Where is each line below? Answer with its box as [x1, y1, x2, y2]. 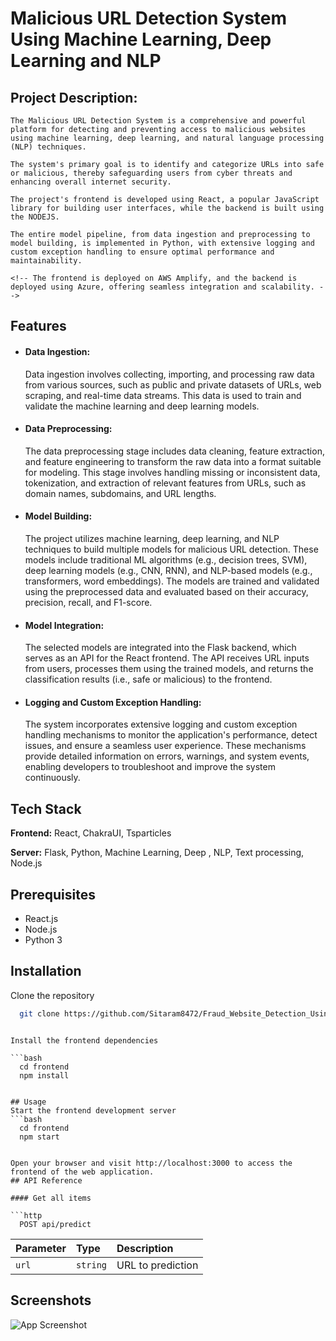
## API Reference [10, 1175, 83, 1186]
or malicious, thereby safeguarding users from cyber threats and [10, 168, 293, 178]
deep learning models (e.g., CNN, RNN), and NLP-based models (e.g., [24, 565, 313, 576]
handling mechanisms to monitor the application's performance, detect [24, 729, 318, 741]
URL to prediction [116, 1258, 199, 1272]
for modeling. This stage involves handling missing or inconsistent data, [24, 466, 321, 478]
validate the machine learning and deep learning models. [24, 400, 260, 412]
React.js [24, 913, 59, 925]
